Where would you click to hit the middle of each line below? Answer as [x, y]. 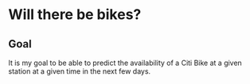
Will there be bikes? [75, 15]
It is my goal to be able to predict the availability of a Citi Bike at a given [125, 63]
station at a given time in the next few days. [80, 71]
